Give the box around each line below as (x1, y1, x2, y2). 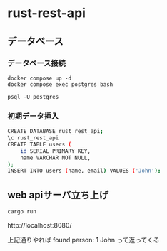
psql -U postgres (7, 93, 59, 100)
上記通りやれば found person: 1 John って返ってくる (7, 235, 160, 244)
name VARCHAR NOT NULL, (20, 154, 91, 161)
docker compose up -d (7, 75, 72, 82)
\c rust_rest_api (7, 134, 59, 141)
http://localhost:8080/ (7, 220, 73, 229)
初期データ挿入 (7, 111, 59, 121)
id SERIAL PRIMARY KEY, (20, 147, 91, 154)
